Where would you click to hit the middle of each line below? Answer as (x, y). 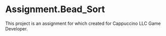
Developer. (16, 28)
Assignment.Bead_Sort (55, 9)
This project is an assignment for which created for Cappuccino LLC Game (83, 23)
